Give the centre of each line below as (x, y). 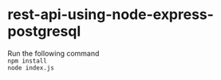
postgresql (44, 31)
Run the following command (53, 53)
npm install (27, 61)
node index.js (31, 68)
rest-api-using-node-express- (111, 15)
